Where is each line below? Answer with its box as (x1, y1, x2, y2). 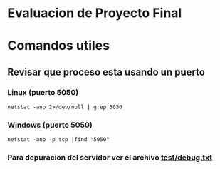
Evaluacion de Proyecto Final (7, 5, 182, 21)
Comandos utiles (7, 38, 110, 54)
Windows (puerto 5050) (7, 120, 93, 130)
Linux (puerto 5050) (7, 87, 79, 97)
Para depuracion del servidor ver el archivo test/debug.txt (7, 153, 213, 163)
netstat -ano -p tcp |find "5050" (7, 136, 110, 143)
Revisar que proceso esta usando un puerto (7, 66, 205, 78)
